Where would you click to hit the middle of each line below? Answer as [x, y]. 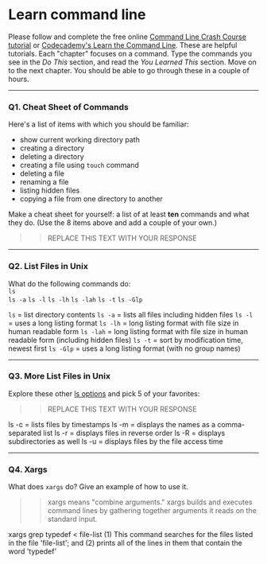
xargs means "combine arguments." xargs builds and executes [150, 502]
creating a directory [52, 148]
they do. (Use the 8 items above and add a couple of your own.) [113, 223]
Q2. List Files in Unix [48, 266]
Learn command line [77, 15]
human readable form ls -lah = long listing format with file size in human [128, 331]
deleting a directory [52, 157]
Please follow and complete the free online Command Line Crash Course [127, 37]
